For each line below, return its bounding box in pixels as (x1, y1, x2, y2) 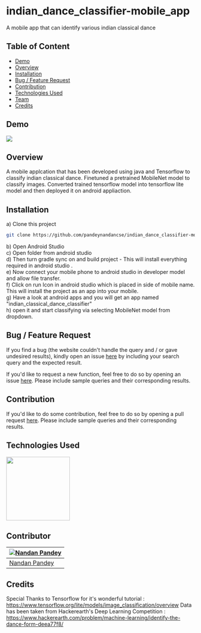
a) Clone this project (6, 221, 56, 228)
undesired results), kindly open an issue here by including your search (6, 352, 179, 360)
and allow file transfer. (6, 275, 61, 282)
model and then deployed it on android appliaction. (6, 187, 132, 194)
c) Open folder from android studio (6, 249, 92, 257)
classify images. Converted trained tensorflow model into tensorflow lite (6, 181, 184, 188)
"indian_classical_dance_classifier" (6, 300, 93, 308)
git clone (6, 232, 31, 238)
